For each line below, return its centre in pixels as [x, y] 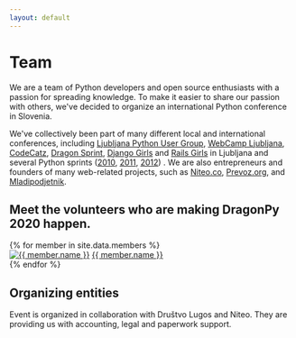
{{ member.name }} [128, 255]
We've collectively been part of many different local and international [138, 133]
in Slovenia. [31, 116]
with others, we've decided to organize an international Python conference [148, 106]
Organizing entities [65, 292]
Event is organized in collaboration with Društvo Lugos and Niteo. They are [148, 315]
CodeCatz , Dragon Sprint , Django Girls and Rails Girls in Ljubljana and [139, 152]
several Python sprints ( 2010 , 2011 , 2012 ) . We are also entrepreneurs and [146, 162]
